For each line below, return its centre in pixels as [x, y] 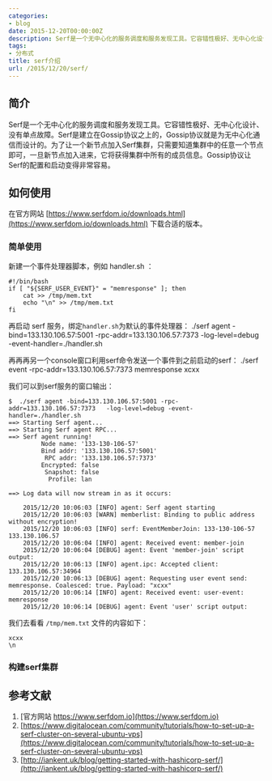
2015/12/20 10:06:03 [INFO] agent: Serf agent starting [119, 507]
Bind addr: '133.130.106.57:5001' [99, 451]
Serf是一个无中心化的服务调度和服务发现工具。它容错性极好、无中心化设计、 [136, 124]
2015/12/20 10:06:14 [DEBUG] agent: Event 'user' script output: [136, 607]
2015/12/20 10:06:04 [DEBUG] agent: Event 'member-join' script [134, 550]
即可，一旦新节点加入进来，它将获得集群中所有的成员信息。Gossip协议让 [130, 155]
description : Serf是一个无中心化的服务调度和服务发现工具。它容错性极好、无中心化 [133, 38]
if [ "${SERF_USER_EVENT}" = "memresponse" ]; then [97, 288]
